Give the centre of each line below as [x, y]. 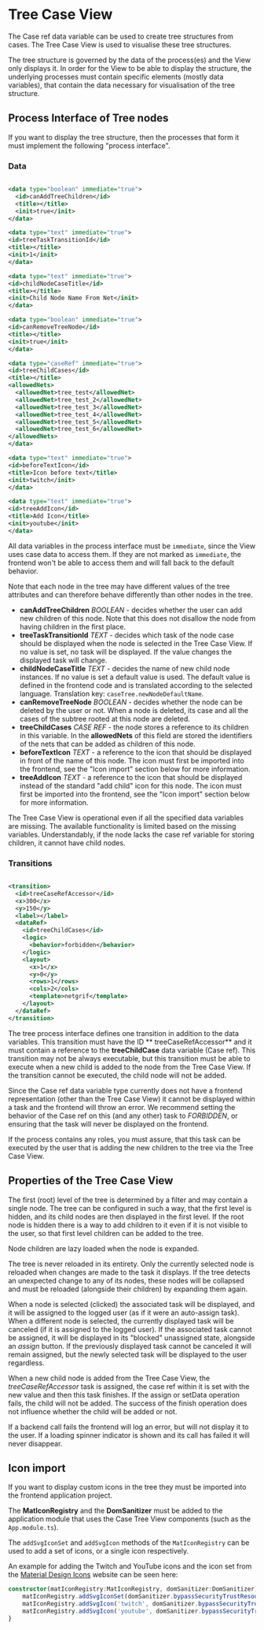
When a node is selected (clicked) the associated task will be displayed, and [132, 1304]
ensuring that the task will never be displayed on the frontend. [108, 1123]
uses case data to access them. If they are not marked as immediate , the [125, 554]
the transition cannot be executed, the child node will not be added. [117, 1075]
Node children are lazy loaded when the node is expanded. [104, 1248]
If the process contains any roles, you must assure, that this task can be [125, 1139]
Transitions [30, 863]
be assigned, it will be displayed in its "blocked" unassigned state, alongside [132, 1338]
